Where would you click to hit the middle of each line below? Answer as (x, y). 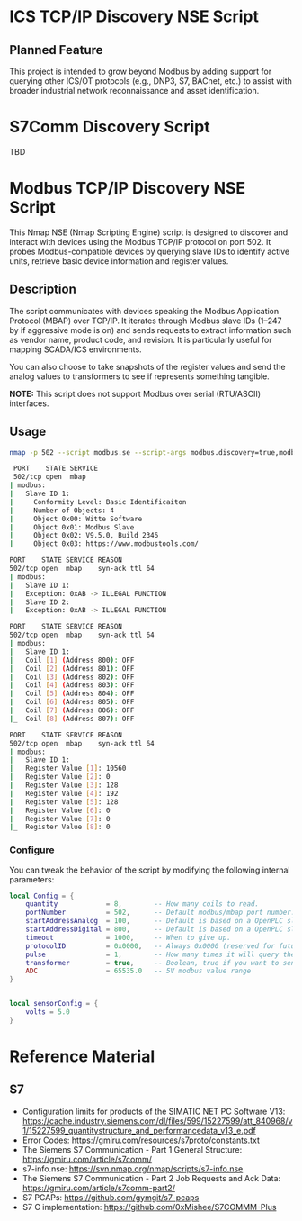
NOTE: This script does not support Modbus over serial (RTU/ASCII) (135, 393)
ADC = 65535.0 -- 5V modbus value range (138, 971)
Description (43, 289)
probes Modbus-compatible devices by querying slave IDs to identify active (150, 251)
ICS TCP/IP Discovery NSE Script (134, 17)
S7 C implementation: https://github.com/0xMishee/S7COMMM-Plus (149, 1207)
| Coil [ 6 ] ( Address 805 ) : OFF (72, 702)
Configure (32, 850)
